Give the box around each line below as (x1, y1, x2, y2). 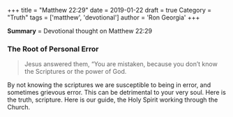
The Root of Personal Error (7, 44, 99, 54)
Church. (7, 103, 31, 111)
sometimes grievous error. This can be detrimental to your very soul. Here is (7, 88, 227, 97)
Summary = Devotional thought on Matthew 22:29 (7, 27, 152, 35)
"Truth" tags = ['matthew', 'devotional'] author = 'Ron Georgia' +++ (7, 13, 200, 22)
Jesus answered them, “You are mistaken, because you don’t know (24, 60, 218, 68)
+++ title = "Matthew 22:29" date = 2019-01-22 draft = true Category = (7, 6, 211, 14)
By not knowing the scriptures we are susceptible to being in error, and (7, 81, 211, 89)
